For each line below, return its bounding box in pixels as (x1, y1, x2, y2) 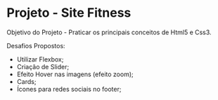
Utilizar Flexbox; (16, 55, 64, 64)
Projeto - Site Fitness (6, 5, 132, 21)
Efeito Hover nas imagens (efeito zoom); (16, 70, 134, 78)
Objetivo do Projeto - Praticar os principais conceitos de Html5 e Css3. (6, 28, 212, 36)
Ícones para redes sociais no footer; (16, 85, 122, 93)
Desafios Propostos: (6, 41, 65, 50)
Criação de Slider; (16, 62, 70, 71)
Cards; (16, 77, 37, 85)
